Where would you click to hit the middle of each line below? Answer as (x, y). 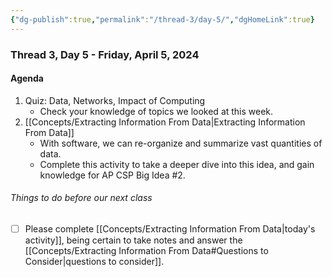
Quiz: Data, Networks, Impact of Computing (115, 100)
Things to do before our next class (81, 198)
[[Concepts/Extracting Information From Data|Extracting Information (165, 122)
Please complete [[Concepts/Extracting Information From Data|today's (170, 228)
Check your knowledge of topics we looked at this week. (156, 111)
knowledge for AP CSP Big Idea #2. (112, 175)
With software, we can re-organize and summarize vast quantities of (181, 143)
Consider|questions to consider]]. (94, 262)
